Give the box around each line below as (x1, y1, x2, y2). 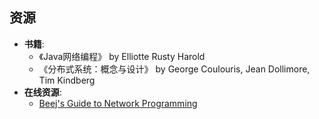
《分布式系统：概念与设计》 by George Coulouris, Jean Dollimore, (38, 63, 311, 75)
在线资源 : (23, 86, 62, 98)
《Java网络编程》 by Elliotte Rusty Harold (38, 50, 206, 62)
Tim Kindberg (38, 74, 96, 86)
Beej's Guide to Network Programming (38, 97, 198, 109)
